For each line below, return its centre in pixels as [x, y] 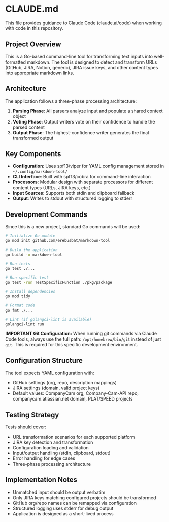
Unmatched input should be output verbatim [59, 492]
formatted [16, 62]
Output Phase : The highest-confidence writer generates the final [81, 132]
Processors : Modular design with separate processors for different [83, 182]
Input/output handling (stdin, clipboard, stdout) [61, 453]
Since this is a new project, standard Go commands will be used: [73, 227]
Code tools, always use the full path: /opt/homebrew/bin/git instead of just [83, 339]
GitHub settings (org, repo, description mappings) [64, 383]
